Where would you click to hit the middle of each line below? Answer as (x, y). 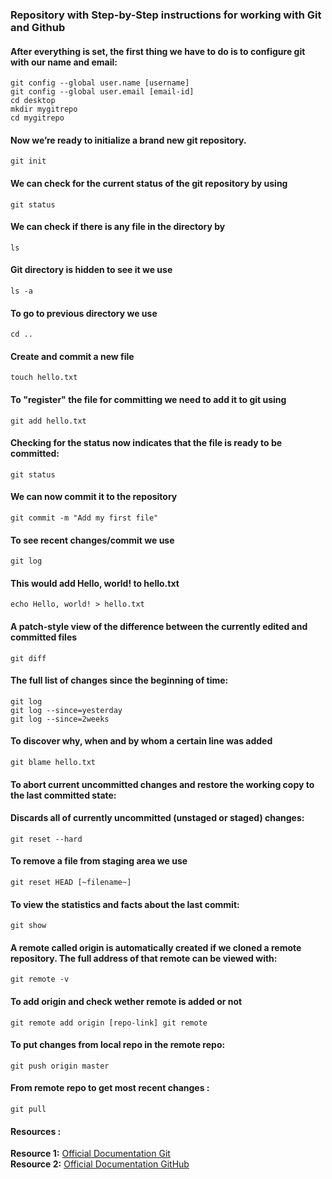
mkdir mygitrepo (44, 109)
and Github (38, 27)
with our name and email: (64, 62)
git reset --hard (46, 839)
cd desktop (33, 101)
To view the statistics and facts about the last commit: (125, 904)
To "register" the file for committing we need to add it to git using (148, 399)
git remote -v (40, 979)
